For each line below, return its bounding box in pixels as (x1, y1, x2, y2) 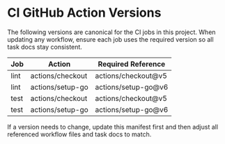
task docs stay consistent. (7, 42, 82, 51)
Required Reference (98, 59, 166, 69)
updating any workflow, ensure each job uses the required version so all (7, 35, 214, 43)
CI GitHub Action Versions (7, 5, 162, 21)
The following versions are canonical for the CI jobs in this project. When (7, 28, 216, 36)
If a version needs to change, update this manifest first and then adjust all (7, 122, 218, 131)
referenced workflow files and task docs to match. (7, 130, 152, 138)
